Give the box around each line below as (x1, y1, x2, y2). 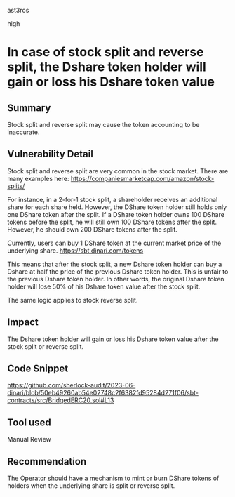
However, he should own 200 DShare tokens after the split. (7, 225, 177, 234)
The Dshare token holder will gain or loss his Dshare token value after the (7, 335, 219, 343)
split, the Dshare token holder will (7, 59, 207, 75)
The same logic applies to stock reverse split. (7, 296, 138, 304)
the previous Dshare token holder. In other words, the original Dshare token (7, 274, 224, 283)
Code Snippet (7, 363, 69, 375)
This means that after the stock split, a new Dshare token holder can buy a (7, 260, 222, 268)
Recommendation (7, 456, 86, 468)
